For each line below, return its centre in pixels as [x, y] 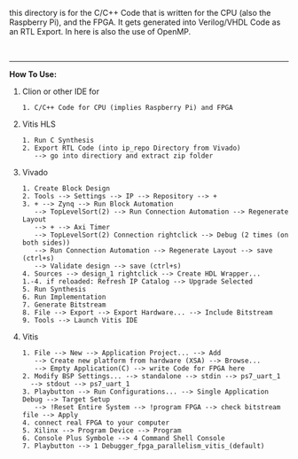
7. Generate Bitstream [64, 305]
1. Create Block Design [66, 189]
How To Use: [33, 74]
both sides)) [46, 243]
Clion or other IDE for [61, 91]
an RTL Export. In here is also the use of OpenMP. [100, 31]
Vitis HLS [39, 124]
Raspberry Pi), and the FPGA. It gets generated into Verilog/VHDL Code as [145, 22]
